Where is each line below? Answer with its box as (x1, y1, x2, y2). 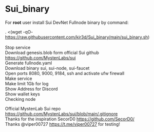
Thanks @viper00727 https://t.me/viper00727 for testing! (5, 121, 120, 127)
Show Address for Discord (5, 86, 58, 92)
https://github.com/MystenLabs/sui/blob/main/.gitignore (5, 111, 118, 116)
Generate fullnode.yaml (5, 60, 52, 66)
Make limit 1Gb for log (5, 80, 49, 86)
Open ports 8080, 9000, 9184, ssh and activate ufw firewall (5, 70, 125, 76)
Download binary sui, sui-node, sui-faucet (5, 65, 90, 71)
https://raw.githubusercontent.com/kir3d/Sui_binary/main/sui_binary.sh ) (5, 34, 150, 40)
